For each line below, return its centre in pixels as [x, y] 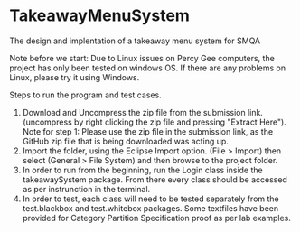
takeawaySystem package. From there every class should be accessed [155, 179]
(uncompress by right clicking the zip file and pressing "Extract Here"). [154, 122]
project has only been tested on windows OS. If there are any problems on [148, 68]
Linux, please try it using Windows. [75, 77]
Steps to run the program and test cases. [86, 95]
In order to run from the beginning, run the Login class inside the [143, 170]
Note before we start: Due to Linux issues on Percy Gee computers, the [142, 58]
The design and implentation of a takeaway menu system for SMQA [135, 41]
